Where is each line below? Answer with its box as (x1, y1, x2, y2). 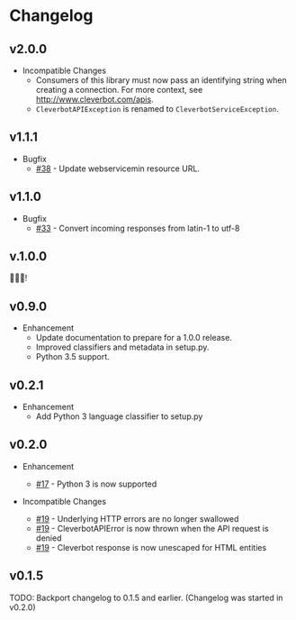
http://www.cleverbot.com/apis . (35, 94, 155, 105)
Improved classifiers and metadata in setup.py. (35, 342, 210, 352)
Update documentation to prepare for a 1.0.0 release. (35, 333, 232, 343)
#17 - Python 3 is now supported (35, 479, 157, 489)
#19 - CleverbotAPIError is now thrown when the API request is (35, 523, 269, 533)
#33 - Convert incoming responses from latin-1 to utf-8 (35, 223, 240, 233)
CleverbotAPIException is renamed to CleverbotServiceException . (35, 104, 279, 114)
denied (35, 533, 62, 543)
